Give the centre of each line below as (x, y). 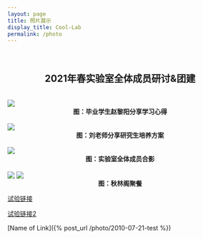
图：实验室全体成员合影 (120, 159)
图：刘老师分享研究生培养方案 (120, 136)
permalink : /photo (35, 34)
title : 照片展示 (29, 21)
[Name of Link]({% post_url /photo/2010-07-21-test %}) (89, 228)
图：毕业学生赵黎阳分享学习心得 (120, 112)
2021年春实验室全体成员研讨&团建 (120, 78)
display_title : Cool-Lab (44, 27)
